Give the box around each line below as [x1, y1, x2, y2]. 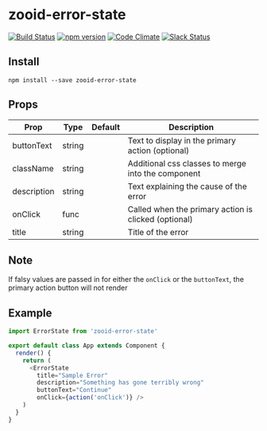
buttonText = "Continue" [37, 386, 112, 394]
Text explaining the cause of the [127, 181, 248, 192]
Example [8, 306, 52, 319]
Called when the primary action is [127, 203, 253, 214]
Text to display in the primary [127, 135, 237, 146]
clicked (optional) [127, 214, 193, 225]
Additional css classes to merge [127, 158, 246, 169]
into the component [127, 167, 201, 178]
